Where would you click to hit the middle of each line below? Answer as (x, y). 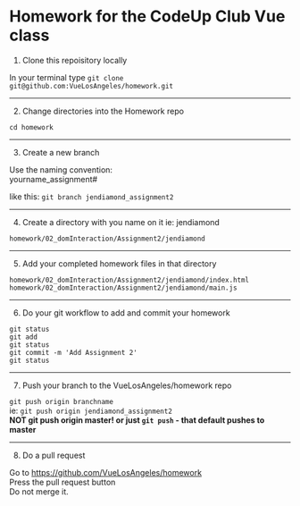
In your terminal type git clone (67, 77)
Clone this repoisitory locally (75, 60)
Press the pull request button (62, 482)
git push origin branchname (62, 401)
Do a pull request (54, 455)
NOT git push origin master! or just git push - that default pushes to (137, 420)
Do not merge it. (39, 491)
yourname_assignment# (54, 179)
